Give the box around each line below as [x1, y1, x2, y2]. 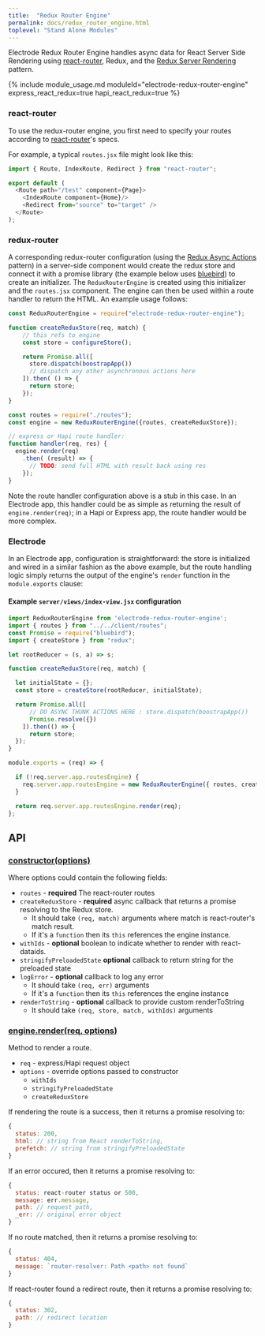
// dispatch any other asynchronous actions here [28, 368, 196, 376]
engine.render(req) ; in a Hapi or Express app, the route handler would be [8, 507, 247, 517]
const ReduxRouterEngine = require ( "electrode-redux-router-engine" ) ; [8, 309, 245, 318]
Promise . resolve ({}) [28, 715, 97, 723]
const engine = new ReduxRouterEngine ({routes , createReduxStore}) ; [8, 418, 238, 426]
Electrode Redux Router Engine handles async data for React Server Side [8, 48, 246, 58]
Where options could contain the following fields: [8, 873, 168, 882]
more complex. [8, 516, 57, 526]
